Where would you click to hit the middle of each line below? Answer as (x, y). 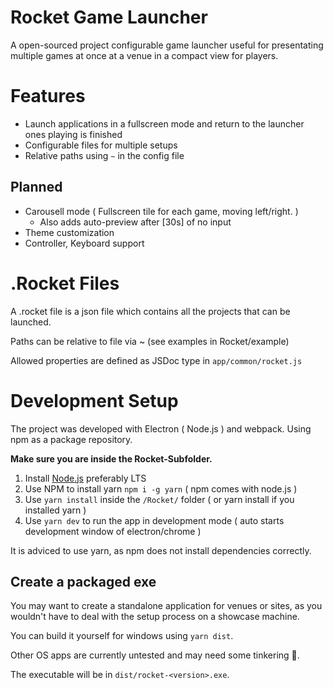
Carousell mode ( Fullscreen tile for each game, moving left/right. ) (161, 211)
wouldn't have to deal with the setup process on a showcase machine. (155, 617)
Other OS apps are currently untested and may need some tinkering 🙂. (155, 655)
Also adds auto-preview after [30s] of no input (135, 222)
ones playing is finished (73, 134)
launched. (31, 322)
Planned (36, 187)
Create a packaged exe (83, 581)
